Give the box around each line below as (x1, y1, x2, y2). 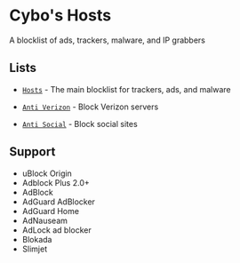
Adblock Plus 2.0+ (21, 177, 91, 187)
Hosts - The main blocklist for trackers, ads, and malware (21, 84, 231, 94)
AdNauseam (21, 215, 68, 226)
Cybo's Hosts (9, 5, 112, 26)
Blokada (21, 234, 52, 244)
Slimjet (21, 243, 47, 254)
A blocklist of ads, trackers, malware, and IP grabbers (9, 35, 206, 45)
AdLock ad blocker (21, 224, 92, 235)
